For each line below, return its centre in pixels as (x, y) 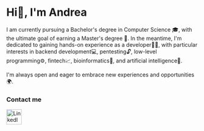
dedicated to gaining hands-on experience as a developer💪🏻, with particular (102, 44)
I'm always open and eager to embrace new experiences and (83, 75)
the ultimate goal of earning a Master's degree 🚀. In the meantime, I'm (94, 38)
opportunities (178, 75)
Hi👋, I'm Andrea (47, 12)
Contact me (24, 99)
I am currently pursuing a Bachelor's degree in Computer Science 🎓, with (99, 29)
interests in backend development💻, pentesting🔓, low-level (82, 52)
